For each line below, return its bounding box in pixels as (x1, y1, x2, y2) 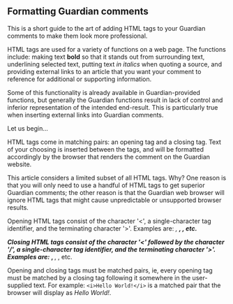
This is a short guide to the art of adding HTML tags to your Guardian (7, 24, 206, 32)
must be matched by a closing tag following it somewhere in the (7, 273, 191, 282)
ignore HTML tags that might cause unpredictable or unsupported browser (7, 196, 222, 204)
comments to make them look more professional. (7, 31, 148, 40)
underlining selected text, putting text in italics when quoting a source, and (7, 59, 222, 68)
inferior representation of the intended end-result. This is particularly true (7, 103, 218, 111)
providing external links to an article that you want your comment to (7, 67, 202, 75)
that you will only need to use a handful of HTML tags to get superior (7, 181, 205, 189)
